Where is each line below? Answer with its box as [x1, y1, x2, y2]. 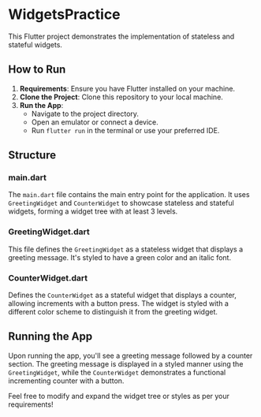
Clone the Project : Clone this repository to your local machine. [19, 92, 223, 102]
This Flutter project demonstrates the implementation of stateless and [8, 32, 235, 41]
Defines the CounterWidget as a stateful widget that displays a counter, [8, 290, 237, 300]
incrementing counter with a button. [8, 376, 125, 385]
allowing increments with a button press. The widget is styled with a [8, 299, 229, 308]
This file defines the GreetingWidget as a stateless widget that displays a [8, 244, 244, 254]
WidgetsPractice [8, 6, 121, 24]
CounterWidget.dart [8, 272, 88, 283]
